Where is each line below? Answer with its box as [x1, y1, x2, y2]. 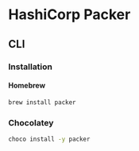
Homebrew [8, 81, 46, 91]
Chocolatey [8, 117, 54, 128]
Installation [8, 61, 53, 72]
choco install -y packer [8, 135, 91, 143]
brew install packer [8, 98, 77, 106]
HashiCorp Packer [8, 6, 131, 24]
